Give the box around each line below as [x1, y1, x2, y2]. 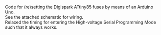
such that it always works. [5, 24, 58, 30]
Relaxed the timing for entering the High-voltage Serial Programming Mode [5, 19, 157, 25]
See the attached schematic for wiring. [5, 14, 83, 20]
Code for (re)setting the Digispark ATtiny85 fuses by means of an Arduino [5, 4, 153, 10]
